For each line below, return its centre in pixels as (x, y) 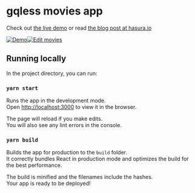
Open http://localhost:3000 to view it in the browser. (71, 107)
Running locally (36, 59)
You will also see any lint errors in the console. (64, 125)
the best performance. (34, 165)
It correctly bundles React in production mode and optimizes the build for (97, 159)
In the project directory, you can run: (52, 73)
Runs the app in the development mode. (56, 100)
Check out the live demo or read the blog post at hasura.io (79, 28)
